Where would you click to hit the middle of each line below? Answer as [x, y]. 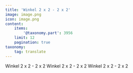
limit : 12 [25, 38]
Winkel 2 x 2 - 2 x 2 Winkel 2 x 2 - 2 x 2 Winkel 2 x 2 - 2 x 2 [67, 66]
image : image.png [23, 14]
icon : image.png [22, 19]
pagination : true [32, 42]
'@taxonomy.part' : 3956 [48, 33]
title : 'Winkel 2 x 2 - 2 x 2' [38, 10]
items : [21, 28]
